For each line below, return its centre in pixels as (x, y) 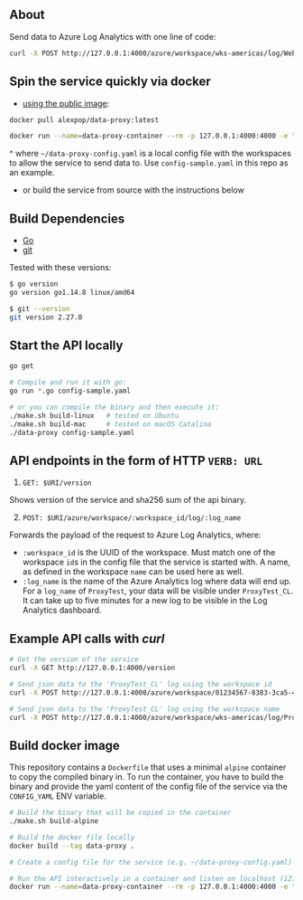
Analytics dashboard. (62, 611)
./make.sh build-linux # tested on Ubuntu (94, 415)
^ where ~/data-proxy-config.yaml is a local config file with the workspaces (150, 154)
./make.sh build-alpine (54, 821)
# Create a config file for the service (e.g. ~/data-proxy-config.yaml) (151, 862)
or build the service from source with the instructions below (133, 190)
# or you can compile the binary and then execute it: (115, 407)
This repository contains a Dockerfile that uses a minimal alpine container (148, 767)
